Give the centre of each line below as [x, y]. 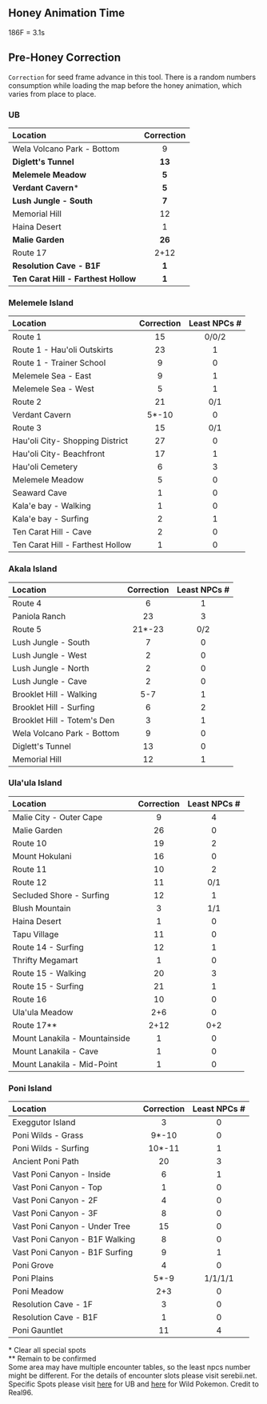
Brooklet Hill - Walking [55, 694]
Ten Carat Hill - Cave [52, 532]
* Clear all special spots [47, 1350]
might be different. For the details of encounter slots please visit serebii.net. [133, 1376]
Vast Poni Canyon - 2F [55, 1201]
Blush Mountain [42, 908]
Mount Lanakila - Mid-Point [65, 1064]
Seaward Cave [40, 493]
